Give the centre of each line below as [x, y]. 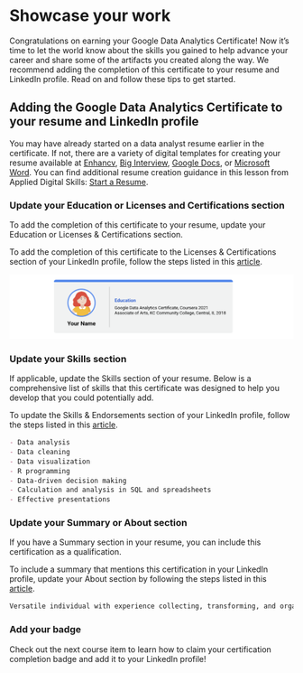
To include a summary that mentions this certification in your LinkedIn [139, 569]
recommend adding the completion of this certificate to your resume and [144, 70]
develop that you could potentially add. [82, 397]
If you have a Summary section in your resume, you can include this [135, 542]
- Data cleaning [40, 452]
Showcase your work [90, 16]
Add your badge [46, 630]
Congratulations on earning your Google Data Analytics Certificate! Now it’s [150, 41]
